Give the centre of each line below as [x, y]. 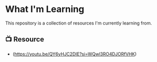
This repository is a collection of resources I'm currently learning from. [79, 23]
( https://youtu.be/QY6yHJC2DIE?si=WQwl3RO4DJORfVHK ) [74, 54]
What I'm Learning [45, 9]
